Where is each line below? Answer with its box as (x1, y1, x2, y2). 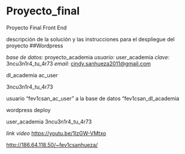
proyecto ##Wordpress (6, 42, 63, 49)
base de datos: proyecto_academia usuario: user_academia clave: (6, 53, 170, 61)
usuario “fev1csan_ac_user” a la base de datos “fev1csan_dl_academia (6, 95, 180, 102)
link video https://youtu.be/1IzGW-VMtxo (6, 129, 107, 137)
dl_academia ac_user (6, 71, 58, 78)
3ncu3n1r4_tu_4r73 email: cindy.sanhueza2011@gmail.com (6, 60, 151, 67)
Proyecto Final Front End (6, 24, 67, 31)
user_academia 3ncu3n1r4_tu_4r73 (6, 118, 92, 125)
